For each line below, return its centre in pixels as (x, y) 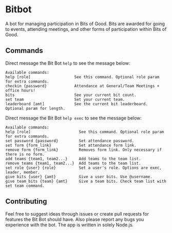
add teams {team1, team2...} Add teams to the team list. (73, 159)
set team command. (25, 186)
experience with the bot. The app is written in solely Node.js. (70, 225)
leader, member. (23, 172)
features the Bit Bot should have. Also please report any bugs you (75, 219)
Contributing (26, 201)
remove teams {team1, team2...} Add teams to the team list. (73, 163)
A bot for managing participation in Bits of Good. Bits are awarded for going (85, 24)
